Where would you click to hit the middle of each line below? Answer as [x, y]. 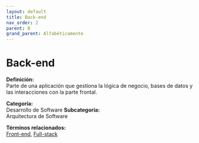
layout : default [26, 12]
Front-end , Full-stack [32, 134]
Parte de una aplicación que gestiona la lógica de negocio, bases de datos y [99, 86]
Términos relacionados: [36, 128]
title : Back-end [26, 17]
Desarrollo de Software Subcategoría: [53, 110]
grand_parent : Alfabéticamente [45, 34]
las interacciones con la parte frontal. [52, 92]
